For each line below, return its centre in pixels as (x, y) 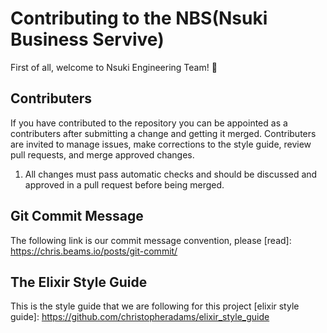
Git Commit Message (77, 216)
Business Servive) (87, 39)
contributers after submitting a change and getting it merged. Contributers (163, 133)
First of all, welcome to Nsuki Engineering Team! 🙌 (114, 67)
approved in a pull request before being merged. (124, 184)
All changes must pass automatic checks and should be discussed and (171, 174)
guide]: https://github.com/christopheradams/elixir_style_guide (140, 317)
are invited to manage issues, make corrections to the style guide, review (161, 144)
